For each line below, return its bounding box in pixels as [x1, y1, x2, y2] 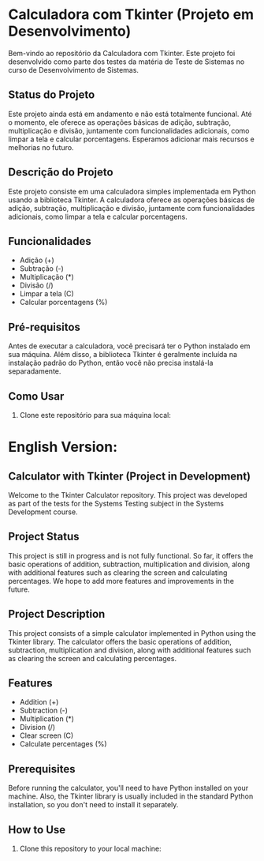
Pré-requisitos [8, 320, 81, 333]
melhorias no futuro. [8, 142, 74, 152]
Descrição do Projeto [8, 166, 113, 179]
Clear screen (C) [19, 731, 74, 740]
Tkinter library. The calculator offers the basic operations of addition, [8, 637, 232, 646]
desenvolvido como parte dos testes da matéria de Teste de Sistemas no [8, 57, 245, 66]
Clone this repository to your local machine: [19, 844, 162, 854]
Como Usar [8, 389, 65, 403]
